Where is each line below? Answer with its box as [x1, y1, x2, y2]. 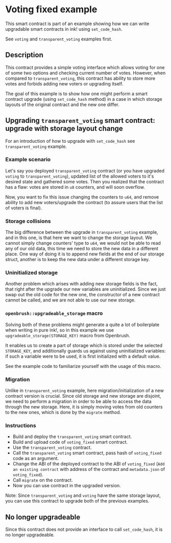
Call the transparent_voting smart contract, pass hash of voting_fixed [12, 450, 162, 456]
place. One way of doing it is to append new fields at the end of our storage [5, 251, 164, 257]
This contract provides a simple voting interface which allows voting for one [5, 64, 165, 70]
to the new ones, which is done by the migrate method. [5, 409, 121, 416]
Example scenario [5, 156, 51, 163]
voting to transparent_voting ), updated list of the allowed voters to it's [5, 173, 154, 179]
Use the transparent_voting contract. [12, 444, 92, 451]
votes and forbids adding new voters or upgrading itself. [5, 80, 124, 86]
